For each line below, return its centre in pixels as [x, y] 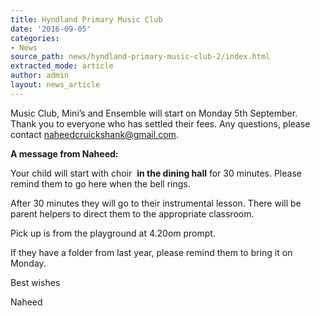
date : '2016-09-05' [51, 29]
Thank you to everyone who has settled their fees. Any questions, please [160, 123]
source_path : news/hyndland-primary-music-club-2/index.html [140, 57]
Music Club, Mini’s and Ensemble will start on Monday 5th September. [154, 113]
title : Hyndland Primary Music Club [86, 19]
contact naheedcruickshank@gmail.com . [94, 134]
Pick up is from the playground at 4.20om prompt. [113, 233]
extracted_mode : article [62, 66]
